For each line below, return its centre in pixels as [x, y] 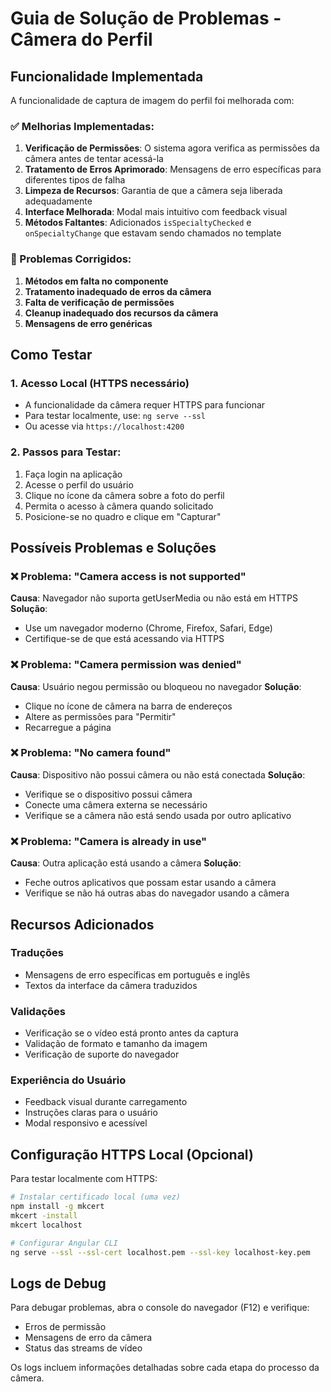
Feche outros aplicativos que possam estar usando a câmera [150, 883]
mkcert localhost [46, 1225]
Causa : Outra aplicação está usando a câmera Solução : [126, 863]
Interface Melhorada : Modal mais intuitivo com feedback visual [156, 212]
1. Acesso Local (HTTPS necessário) [100, 383]
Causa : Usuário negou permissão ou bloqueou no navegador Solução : [156, 686]
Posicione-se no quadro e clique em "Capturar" [123, 516]
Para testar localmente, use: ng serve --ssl [115, 416]
